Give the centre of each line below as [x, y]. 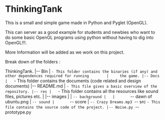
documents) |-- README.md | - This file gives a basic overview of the [81, 86]
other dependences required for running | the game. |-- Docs [82, 76]
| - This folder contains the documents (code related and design [73, 81]
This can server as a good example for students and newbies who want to [80, 32]
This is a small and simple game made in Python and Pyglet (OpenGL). [76, 23]
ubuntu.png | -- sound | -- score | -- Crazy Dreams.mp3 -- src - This [83, 101]
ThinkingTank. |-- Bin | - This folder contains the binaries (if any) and [81, 71]
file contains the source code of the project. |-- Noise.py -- [72, 107]
